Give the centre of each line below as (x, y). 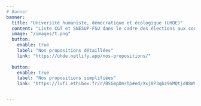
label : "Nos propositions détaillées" (65, 51)
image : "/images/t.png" (41, 34)
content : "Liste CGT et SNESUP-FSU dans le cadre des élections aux (99, 28)
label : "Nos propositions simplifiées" (67, 78)
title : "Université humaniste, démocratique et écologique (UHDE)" (98, 23)
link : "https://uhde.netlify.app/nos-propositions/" (84, 56)
